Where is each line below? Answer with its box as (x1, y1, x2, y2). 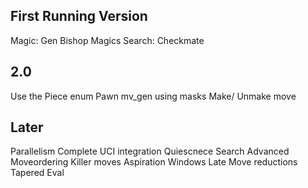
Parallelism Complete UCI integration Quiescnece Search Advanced (10, 145, 290, 158)
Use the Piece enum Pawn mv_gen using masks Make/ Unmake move (10, 90, 297, 102)
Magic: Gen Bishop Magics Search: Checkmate (10, 34, 205, 46)
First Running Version (10, 8, 148, 25)
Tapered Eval (10, 167, 65, 179)
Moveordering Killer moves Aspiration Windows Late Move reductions (10, 156, 298, 168)
